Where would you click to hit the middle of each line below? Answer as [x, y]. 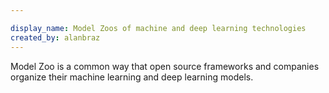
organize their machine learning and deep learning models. [132, 77]
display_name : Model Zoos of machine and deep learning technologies [158, 28]
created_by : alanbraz [55, 37]
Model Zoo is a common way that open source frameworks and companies [165, 66]
